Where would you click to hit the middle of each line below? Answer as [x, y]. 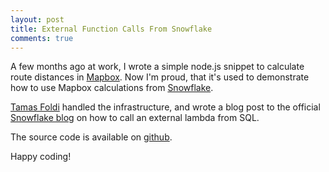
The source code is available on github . [91, 137]
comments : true [42, 38]
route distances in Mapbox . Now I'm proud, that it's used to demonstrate [160, 77]
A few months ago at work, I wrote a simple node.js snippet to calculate [157, 67]
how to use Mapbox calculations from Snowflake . [112, 88]
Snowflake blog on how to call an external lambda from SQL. [135, 118]
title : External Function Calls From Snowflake [111, 29]
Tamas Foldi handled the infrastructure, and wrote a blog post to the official [165, 107]
